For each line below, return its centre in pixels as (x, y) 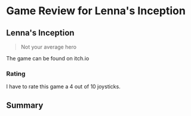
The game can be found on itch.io (48, 58)
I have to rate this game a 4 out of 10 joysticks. (63, 86)
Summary (25, 105)
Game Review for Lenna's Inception (96, 11)
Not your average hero (48, 47)
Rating (16, 73)
